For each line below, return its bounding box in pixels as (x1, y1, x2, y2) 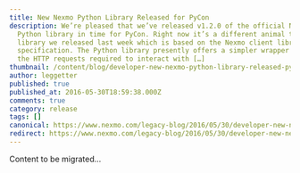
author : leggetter (9, 71, 78, 80)
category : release (9, 104, 78, 113)
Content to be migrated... (9, 153, 102, 164)
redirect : (9, 129, 46, 138)
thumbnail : (9, 63, 50, 72)
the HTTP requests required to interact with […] (17, 54, 205, 63)
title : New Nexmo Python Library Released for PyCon (9, 12, 210, 22)
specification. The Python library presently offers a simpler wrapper (17, 46, 290, 55)
